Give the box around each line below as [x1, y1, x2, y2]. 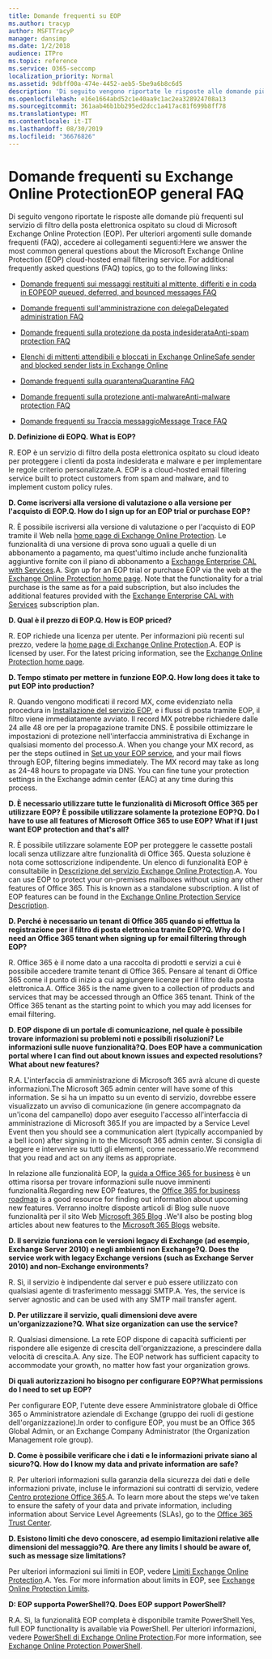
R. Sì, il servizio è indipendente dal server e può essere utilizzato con [8, 1277, 239, 1287]
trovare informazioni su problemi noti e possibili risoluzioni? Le [8, 1033, 224, 1043]
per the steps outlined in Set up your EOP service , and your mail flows [8, 748, 242, 758]
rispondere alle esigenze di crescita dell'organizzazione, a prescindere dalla [8, 1343, 261, 1353]
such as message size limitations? [8, 1550, 126, 1560]
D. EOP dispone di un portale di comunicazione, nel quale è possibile [8, 1024, 243, 1034]
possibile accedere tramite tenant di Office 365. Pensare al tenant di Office [8, 966, 257, 976]
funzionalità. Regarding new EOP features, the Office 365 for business [8, 1185, 240, 1195]
